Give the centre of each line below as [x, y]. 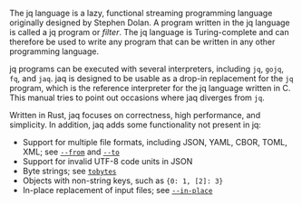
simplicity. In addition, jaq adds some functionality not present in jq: [135, 125]
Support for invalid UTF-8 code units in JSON [107, 161]
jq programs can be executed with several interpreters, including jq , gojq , [146, 69]
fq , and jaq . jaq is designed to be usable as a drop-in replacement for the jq [151, 79]
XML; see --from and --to [71, 152]
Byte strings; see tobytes [69, 171]
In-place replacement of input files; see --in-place [117, 190]
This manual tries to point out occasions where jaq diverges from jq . [137, 97]
